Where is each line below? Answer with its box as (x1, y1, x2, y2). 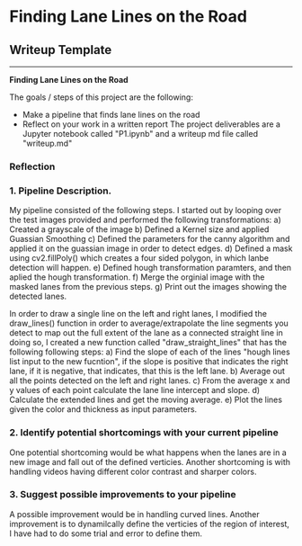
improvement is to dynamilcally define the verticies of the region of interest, (9, 518, 290, 529)
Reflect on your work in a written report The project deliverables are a (22, 119, 281, 130)
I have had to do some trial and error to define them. (9, 528, 203, 539)
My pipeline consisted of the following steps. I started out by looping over (9, 205, 282, 216)
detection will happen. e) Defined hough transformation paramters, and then (9, 263, 292, 273)
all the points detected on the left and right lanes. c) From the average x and (9, 375, 290, 386)
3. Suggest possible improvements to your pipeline (9, 488, 236, 501)
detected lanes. (9, 291, 67, 302)
